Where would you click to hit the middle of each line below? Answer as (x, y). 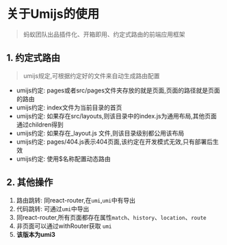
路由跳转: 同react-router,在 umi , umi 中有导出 (76, 200)
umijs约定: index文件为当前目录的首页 (69, 107)
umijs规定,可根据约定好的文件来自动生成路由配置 (91, 75)
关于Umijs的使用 (53, 14)
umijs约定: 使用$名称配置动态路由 (63, 159)
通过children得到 (40, 125)
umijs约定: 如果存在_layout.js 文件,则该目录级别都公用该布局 (100, 133)
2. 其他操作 (30, 182)
